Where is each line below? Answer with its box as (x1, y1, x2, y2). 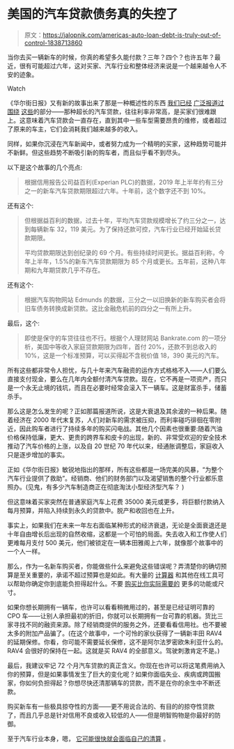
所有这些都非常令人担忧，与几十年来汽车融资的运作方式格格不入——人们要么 (7, 366, 227, 374)
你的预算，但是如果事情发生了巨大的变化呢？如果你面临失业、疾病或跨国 (7, 670, 214, 678)
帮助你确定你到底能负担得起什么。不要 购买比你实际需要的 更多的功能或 (13, 579, 218, 587)
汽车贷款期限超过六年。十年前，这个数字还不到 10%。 (54, 186, 210, 195)
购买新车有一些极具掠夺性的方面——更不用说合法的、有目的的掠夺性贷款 (7, 702, 214, 711)
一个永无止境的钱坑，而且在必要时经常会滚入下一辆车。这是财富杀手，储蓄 (13, 383, 227, 392)
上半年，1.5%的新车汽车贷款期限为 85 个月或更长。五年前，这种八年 (30, 257, 226, 265)
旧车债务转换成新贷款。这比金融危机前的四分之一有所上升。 (24, 304, 196, 312)
